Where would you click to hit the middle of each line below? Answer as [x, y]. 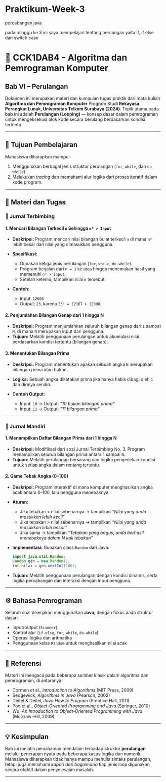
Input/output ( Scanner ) [35, 628]
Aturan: [20, 502]
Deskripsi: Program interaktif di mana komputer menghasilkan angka [83, 487]
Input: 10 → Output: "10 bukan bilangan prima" [67, 403]
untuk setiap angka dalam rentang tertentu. [56, 465]
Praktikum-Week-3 [45, 9]
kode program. [27, 182]
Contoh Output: [29, 394]
